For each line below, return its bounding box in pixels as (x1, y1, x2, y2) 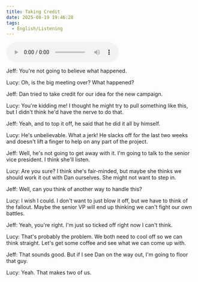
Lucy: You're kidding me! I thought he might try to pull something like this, (6, 102, 188, 110)
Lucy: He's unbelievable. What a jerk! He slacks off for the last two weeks (6, 132, 188, 139)
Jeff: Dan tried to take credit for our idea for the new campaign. (6, 90, 163, 98)
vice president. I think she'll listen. (6, 156, 90, 163)
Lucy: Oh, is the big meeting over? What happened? (6, 79, 134, 86)
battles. (6, 210, 25, 217)
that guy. (6, 257, 28, 265)
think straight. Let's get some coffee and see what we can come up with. (6, 239, 186, 247)
